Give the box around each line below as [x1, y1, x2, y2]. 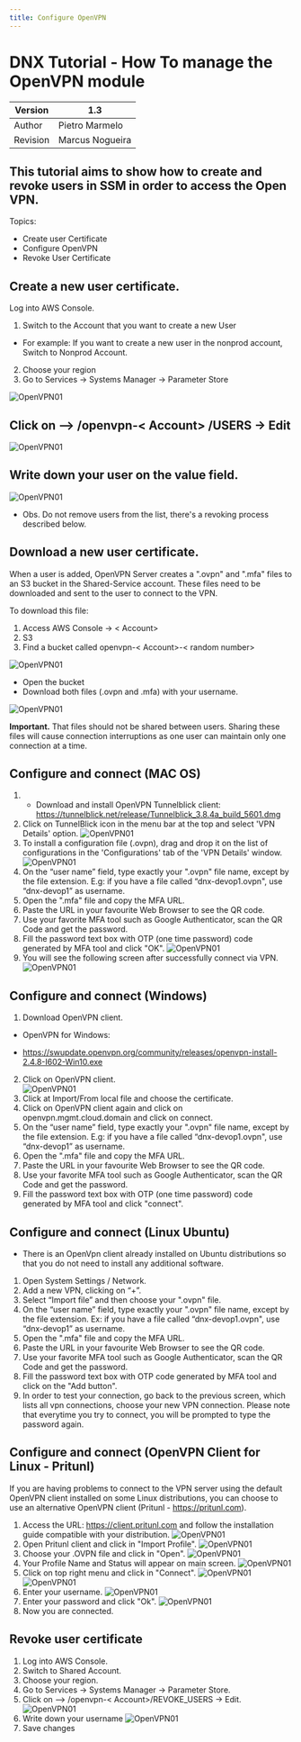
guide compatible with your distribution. [22, 1529, 171, 1539]
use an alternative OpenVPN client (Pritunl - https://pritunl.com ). [9, 1502, 247, 1512]
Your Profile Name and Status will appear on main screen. [22, 1557, 236, 1568]
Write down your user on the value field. [9, 467, 239, 483]
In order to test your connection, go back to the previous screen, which [22, 1390, 286, 1401]
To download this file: [9, 605, 89, 616]
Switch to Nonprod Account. [22, 347, 128, 358]
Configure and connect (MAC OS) [9, 766, 201, 781]
